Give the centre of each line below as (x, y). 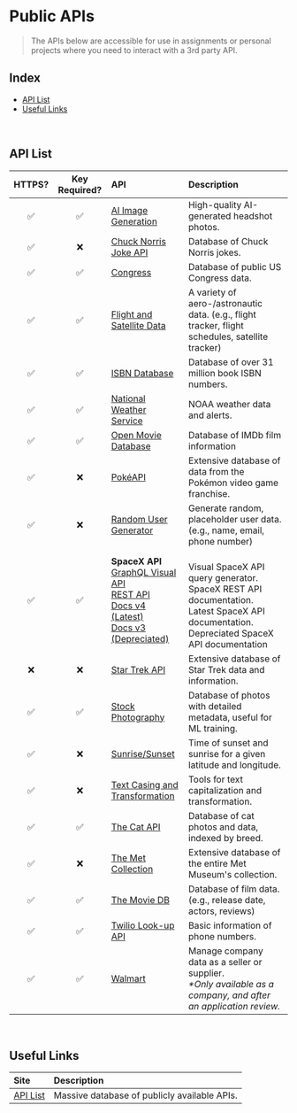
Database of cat (221, 815)
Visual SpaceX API (227, 567)
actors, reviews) (222, 911)
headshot (253, 216)
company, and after (230, 995)
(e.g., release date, (227, 900)
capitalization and (225, 790)
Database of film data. (234, 889)
